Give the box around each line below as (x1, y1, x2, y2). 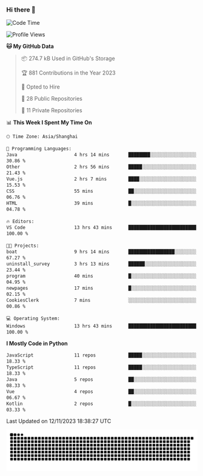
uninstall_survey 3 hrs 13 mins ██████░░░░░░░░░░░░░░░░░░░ (6, 261, 197, 267)
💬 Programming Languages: (6, 146, 72, 152)
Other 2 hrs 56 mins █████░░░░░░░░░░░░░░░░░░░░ (6, 164, 197, 170)
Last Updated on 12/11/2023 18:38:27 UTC (6, 418, 111, 425)
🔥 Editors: (6, 218, 35, 225)
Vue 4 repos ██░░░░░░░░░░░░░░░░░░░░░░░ (6, 389, 197, 395)
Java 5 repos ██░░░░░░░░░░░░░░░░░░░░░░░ (6, 377, 197, 383)
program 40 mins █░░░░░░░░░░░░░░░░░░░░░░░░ (6, 273, 197, 280)
